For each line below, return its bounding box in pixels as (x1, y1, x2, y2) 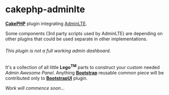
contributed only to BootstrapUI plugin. (5, 75, 88, 81)
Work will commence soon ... (5, 85, 65, 91)
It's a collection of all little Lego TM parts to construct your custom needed (5, 63, 160, 70)
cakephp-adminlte (5, 4, 86, 15)
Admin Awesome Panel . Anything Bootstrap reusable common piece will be (5, 69, 164, 76)
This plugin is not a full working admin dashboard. (5, 47, 111, 54)
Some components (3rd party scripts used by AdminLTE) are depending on (5, 30, 163, 36)
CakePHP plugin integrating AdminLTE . (5, 20, 88, 27)
